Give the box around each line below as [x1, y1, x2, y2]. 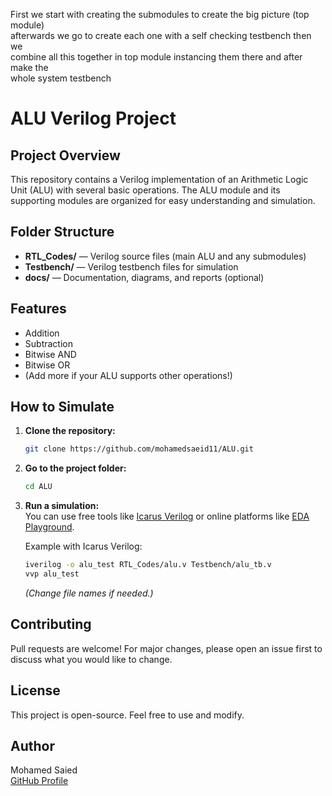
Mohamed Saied [10, 764, 78, 776]
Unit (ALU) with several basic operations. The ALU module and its [10, 184, 281, 196]
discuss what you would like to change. [10, 653, 173, 665]
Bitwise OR [24, 359, 71, 371]
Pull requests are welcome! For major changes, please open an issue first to [10, 642, 323, 654]
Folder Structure [10, 224, 115, 241]
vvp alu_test [24, 569, 80, 579]
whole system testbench [10, 72, 112, 84]
